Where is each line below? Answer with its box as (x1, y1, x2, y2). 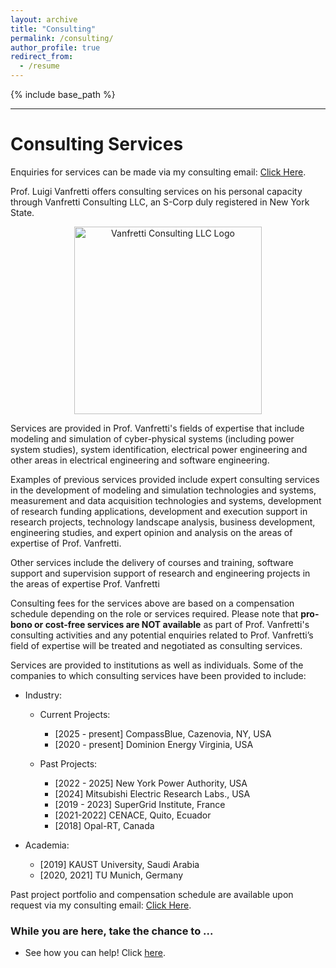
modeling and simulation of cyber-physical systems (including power (10, 432, 295, 445)
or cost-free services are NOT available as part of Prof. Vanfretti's (34, 618, 310, 630)
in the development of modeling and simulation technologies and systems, (10, 484, 317, 496)
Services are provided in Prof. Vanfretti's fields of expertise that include (10, 422, 305, 434)
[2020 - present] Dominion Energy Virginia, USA (54, 738, 254, 750)
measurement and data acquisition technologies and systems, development (10, 494, 322, 506)
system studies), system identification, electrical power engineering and (10, 443, 308, 455)
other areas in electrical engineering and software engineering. (10, 454, 270, 466)
